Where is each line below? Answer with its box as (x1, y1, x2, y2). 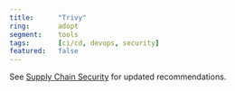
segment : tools (9, 30, 79, 39)
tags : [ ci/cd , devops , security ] (9, 38, 160, 48)
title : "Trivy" (9, 13, 88, 23)
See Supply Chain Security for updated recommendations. (9, 71, 227, 82)
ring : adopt (9, 22, 79, 31)
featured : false (9, 47, 79, 56)
